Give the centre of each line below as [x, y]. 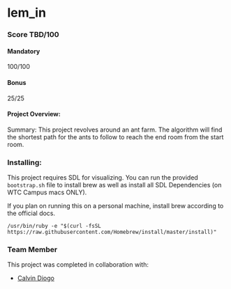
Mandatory [24, 51]
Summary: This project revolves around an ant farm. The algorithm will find [115, 130]
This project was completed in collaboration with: [78, 265]
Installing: [24, 162]
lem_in [27, 13]
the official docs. [31, 213]
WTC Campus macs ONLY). [47, 192]
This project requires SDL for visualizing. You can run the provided [103, 178]
